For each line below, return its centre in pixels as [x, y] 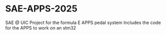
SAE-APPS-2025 [41, 9]
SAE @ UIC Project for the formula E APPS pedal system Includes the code [83, 22]
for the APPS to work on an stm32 [41, 27]
